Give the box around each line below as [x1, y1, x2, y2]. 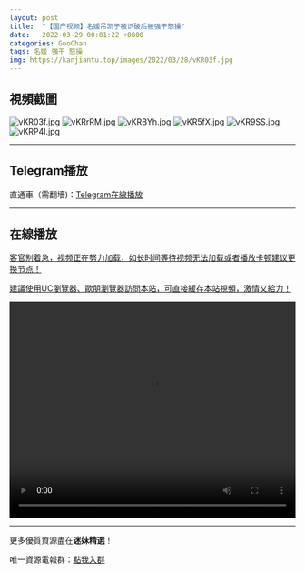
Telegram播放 [9, 163, 88, 178]
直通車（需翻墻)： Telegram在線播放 [9, 188, 143, 200]
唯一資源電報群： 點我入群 [9, 554, 105, 565]
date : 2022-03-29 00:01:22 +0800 [9, 30, 144, 39]
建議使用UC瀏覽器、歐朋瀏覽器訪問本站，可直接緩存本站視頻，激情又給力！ [9, 283, 292, 294]
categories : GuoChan [9, 38, 88, 48]
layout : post [9, 13, 59, 23]
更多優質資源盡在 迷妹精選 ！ [9, 535, 113, 546]
